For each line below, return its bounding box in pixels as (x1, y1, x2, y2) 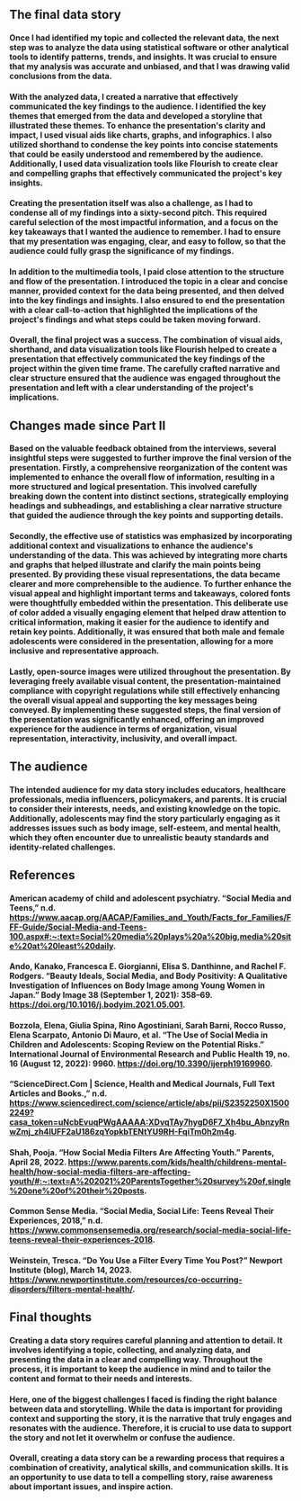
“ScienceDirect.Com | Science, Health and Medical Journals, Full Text (9, 1079, 276, 1090)
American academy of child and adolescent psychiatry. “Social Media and (9, 893, 292, 903)
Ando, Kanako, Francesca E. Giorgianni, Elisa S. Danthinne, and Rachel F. (9, 961, 287, 972)
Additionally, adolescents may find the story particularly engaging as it (9, 813, 280, 823)
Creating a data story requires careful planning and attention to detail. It (9, 1335, 283, 1346)
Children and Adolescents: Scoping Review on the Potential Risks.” (9, 1038, 265, 1049)
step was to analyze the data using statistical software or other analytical (9, 41, 289, 52)
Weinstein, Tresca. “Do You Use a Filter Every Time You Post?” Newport (9, 1255, 283, 1266)
